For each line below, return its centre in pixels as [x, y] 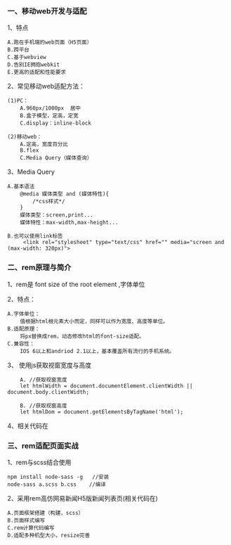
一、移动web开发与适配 [47, 11]
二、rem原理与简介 [39, 267]
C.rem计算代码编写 [31, 528]
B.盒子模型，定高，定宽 [49, 116]
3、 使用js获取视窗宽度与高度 [49, 365]
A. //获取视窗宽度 [44, 380]
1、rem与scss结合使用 [39, 462]
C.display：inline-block [55, 123]
